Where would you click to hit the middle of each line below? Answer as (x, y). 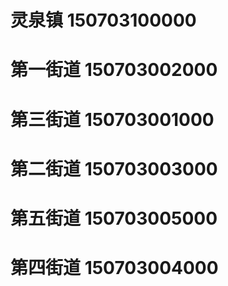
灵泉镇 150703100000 (103, 20)
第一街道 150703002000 (114, 70)
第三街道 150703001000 (112, 119)
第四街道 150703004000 (114, 268)
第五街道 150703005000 (114, 218)
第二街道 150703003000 (114, 168)
